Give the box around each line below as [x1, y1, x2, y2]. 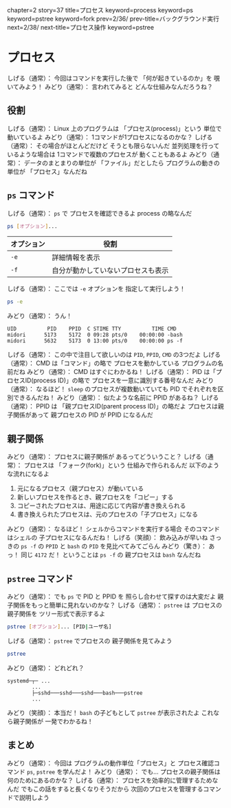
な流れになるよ [7, 470, 49, 478]
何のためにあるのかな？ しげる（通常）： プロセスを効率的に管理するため [7, 776, 212, 784]
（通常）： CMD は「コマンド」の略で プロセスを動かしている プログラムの [7, 359, 218, 367]
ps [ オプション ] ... [7, 222, 58, 229]
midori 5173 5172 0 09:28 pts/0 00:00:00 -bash [7, 331, 184, 339]
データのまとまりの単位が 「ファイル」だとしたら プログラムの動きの [23, 158, 220, 167]
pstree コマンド [7, 572, 74, 584]
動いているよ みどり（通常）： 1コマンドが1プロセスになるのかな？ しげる [7, 133, 213, 141]
